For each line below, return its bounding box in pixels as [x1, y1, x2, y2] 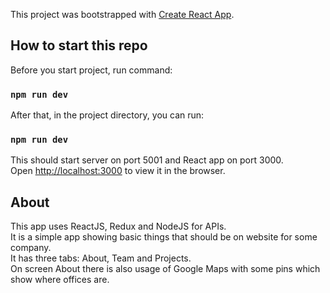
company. [10, 242, 52, 254]
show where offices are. [10, 274, 110, 286]
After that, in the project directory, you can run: [10, 109, 205, 121]
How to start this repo [10, 37, 148, 54]
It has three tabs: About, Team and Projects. [10, 252, 192, 264]
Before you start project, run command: [10, 64, 173, 76]
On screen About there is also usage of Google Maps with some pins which [10, 263, 321, 275]
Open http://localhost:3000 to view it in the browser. [10, 165, 226, 177]
